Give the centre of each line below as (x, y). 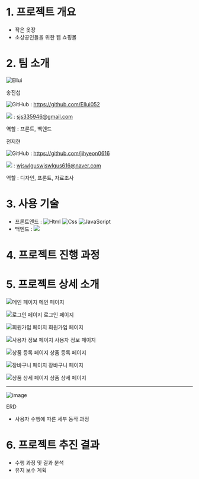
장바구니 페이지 (66, 365)
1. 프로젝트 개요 (41, 12)
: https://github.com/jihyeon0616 (70, 153)
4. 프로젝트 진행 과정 (53, 255)
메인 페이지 (52, 302)
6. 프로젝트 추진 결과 (53, 445)
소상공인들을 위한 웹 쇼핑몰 (46, 37)
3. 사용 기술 (33, 204)
